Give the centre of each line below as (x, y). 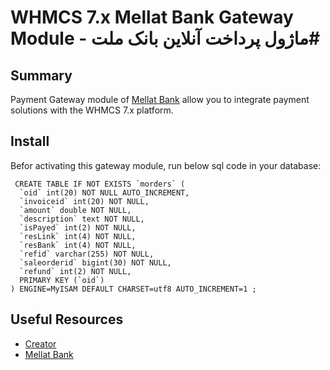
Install (30, 141)
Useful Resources (67, 319)
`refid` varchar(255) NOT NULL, (87, 254)
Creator (40, 343)
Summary (41, 75)
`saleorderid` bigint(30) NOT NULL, (95, 262)
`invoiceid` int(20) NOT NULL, (84, 201)
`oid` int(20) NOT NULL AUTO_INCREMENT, (104, 192)
